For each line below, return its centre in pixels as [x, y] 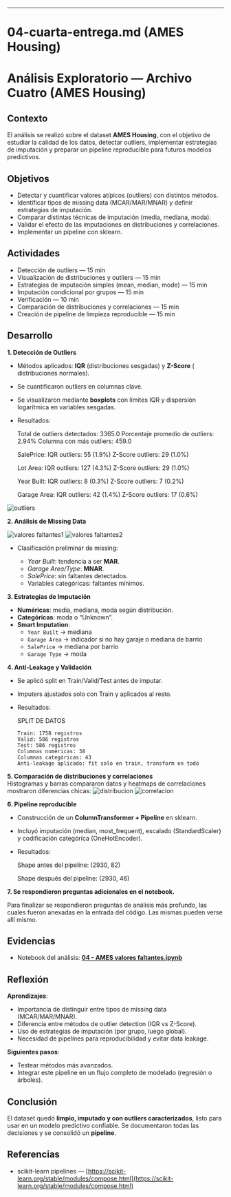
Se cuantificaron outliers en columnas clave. [80, 386]
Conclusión [32, 1102]
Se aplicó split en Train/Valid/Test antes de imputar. [90, 680]
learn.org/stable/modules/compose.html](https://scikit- [95, 1178]
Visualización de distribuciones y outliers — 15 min [89, 277]
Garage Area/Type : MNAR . [66, 569]
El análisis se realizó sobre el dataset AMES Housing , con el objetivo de [109, 135]
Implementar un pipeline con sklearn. [69, 232]
